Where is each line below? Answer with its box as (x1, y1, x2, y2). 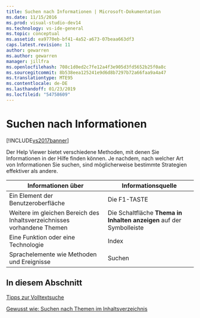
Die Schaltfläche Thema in (107, 209, 183, 217)
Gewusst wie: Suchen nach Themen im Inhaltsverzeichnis (6, 305, 148, 312)
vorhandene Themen (9, 223, 68, 232)
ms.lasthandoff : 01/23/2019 (6, 86, 76, 92)
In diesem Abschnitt (6, 278, 82, 288)
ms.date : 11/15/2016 (6, 14, 58, 20)
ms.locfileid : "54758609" (6, 92, 70, 97)
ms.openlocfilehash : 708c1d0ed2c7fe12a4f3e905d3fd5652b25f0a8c (6, 64, 167, 70)
